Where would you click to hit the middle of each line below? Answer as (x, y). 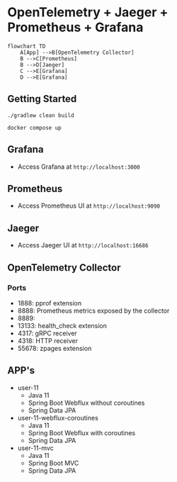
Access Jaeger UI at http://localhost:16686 (83, 245)
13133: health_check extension (62, 325)
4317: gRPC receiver (47, 333)
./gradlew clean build (41, 115)
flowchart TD (27, 46)
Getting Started (42, 99)
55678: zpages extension (55, 348)
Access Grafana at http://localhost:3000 (79, 167)
